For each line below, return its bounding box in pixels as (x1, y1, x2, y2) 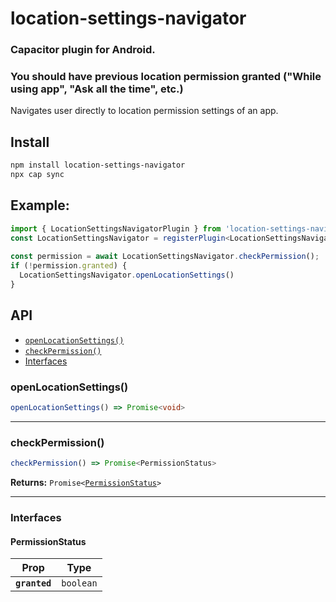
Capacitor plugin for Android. (10, 43, 156, 57)
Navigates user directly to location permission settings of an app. (10, 105, 279, 117)
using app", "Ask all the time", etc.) (10, 82, 184, 96)
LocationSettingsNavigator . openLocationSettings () (19, 270, 235, 281)
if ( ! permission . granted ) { (10, 261, 128, 271)
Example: (10, 197, 70, 214)
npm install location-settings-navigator (10, 160, 186, 171)
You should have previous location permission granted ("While (10, 70, 322, 84)
